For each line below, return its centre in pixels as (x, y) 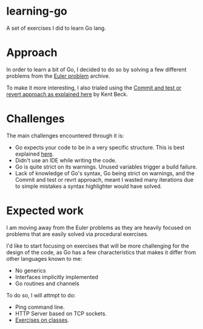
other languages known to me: (44, 258)
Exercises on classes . (42, 320)
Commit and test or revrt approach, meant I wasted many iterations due (104, 179)
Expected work (45, 210)
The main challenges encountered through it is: (65, 136)
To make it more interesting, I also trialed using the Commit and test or (94, 88)
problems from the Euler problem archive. (58, 76)
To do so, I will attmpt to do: (41, 295)
